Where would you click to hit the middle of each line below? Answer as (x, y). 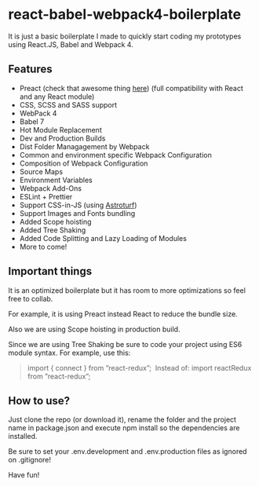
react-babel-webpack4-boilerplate (125, 15)
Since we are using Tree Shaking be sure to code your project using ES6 (125, 344)
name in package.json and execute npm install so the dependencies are (124, 428)
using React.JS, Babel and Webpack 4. (71, 44)
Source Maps (41, 171)
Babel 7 (32, 121)
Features (30, 69)
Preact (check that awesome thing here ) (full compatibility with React (131, 88)
